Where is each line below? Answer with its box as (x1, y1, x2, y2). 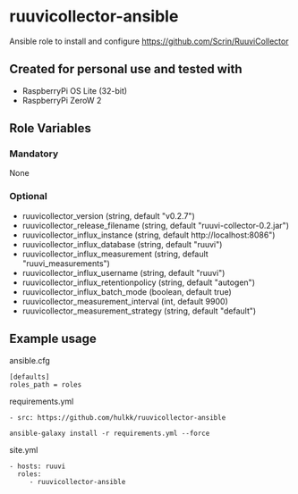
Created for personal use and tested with (9, 62, 243, 77)
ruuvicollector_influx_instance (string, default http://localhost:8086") (21, 230, 276, 240)
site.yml (9, 444, 38, 455)
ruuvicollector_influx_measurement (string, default (21, 248, 209, 259)
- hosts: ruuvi (9, 462, 66, 471)
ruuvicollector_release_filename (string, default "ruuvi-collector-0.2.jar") (21, 220, 289, 230)
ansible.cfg (9, 355, 51, 365)
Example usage (9, 331, 97, 347)
